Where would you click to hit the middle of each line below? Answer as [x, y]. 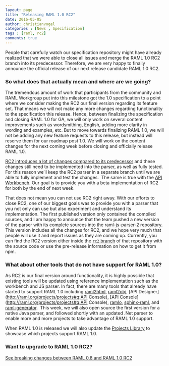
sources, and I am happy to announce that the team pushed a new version [82, 220]
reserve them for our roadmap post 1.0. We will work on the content [75, 141]
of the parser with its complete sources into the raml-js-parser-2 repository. [84, 225]
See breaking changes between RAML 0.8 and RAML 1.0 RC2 [69, 358]
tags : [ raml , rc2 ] [26, 33]
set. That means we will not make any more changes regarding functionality [84, 109]
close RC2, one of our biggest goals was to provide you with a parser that [82, 203]
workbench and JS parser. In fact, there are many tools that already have [81, 286]
